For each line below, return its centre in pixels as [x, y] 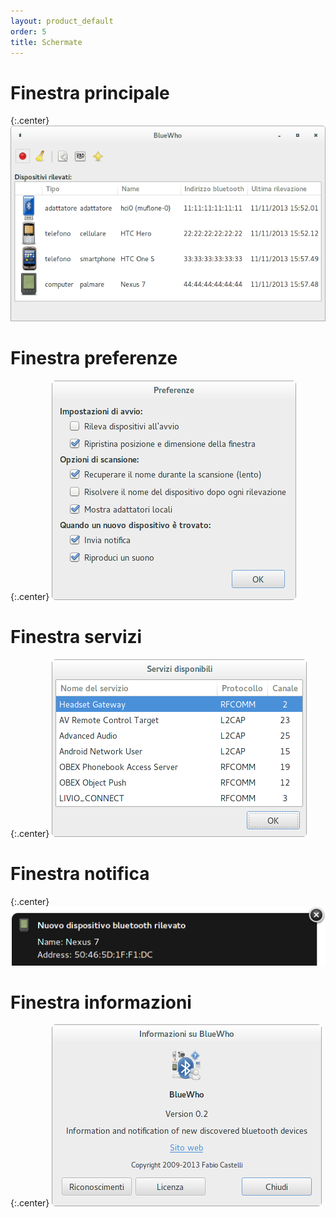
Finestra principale [90, 92]
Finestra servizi [76, 636]
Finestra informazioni [101, 1002]
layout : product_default [62, 21]
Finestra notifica [80, 873]
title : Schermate [46, 42]
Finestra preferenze [94, 357]
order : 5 [28, 31]
